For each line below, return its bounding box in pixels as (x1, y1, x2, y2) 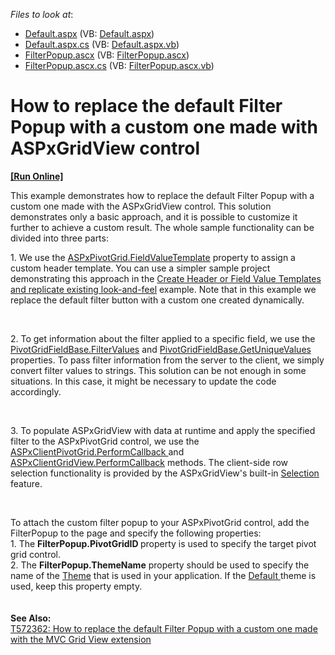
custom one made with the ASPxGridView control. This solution (10, 200, 272, 212)
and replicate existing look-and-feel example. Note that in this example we (10, 283, 317, 295)
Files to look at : (10, 9, 74, 20)
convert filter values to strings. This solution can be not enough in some (10, 364, 307, 376)
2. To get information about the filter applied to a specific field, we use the (10, 332, 316, 344)
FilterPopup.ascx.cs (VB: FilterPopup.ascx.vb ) (24, 60, 215, 71)
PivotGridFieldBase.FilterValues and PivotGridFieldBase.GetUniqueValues (10, 343, 312, 355)
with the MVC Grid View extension (10, 633, 152, 645)
